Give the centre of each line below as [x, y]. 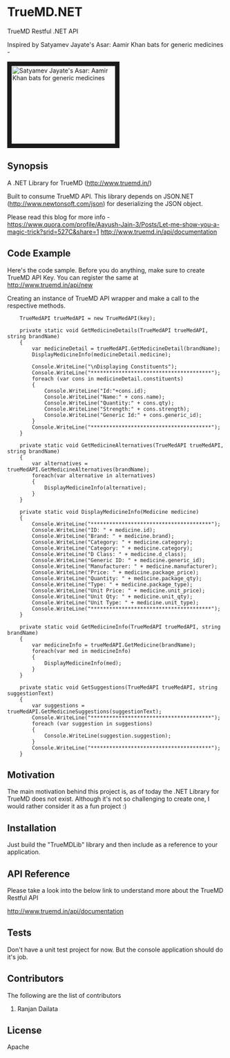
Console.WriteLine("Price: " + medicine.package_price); [115, 572]
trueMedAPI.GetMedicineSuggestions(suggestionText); [85, 712]
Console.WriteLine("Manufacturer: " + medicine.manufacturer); [125, 566]
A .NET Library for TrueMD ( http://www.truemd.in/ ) [79, 183]
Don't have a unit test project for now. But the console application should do [115, 949]
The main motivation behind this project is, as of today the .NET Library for [113, 792]
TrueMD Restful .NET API [43, 31]
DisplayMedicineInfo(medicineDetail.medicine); [102, 354]
